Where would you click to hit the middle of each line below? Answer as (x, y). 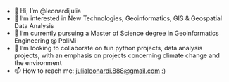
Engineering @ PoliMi (45, 41)
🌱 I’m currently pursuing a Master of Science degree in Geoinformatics (117, 33)
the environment (38, 63)
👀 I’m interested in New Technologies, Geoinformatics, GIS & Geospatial (118, 18)
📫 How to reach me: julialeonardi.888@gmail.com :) (90, 71)
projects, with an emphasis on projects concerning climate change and (117, 55)
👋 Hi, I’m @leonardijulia (47, 11)
